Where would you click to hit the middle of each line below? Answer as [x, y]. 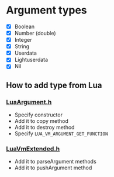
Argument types [47, 10]
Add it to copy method [41, 121]
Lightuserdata [31, 60]
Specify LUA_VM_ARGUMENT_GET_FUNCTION [61, 133]
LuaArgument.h [29, 102]
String [22, 46]
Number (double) [35, 33]
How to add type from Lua [54, 85]
